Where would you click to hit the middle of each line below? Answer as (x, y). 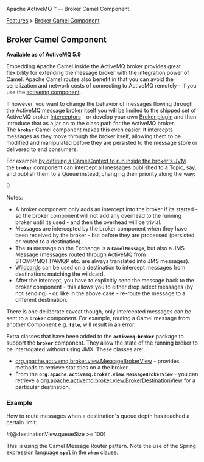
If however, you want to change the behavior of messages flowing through (100, 103)
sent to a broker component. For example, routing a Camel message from (98, 318)
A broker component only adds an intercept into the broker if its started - (106, 209)
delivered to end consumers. (42, 149)
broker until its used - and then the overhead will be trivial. (88, 222)
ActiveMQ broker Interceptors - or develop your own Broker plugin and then (101, 117)
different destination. (41, 299)
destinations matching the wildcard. (60, 274)
